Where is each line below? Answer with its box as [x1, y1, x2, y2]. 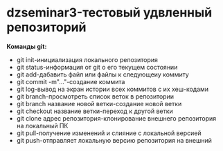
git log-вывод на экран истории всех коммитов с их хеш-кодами [16, 85, 209, 93]
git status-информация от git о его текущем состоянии [16, 63, 178, 71]
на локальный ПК [16, 121, 69, 130]
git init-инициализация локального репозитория [16, 55, 159, 63]
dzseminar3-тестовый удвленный [6, 5, 213, 21]
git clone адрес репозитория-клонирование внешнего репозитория [16, 114, 217, 122]
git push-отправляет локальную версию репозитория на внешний [16, 136, 213, 144]
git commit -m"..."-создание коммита [16, 77, 125, 85]
